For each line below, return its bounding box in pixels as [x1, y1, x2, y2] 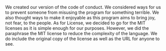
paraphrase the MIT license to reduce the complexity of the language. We [5, 31, 157, 36]
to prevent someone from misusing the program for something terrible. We [5, 9, 159, 15]
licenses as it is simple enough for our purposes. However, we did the [5, 25, 149, 31]
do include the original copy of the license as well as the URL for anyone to [5, 36, 160, 42]
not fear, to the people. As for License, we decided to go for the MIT [5, 20, 146, 26]
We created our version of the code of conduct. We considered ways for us [5, 4, 161, 10]
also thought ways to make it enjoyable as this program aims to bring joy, [5, 15, 156, 20]
